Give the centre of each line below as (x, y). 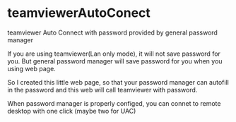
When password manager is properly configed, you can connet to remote (114, 103)
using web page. (32, 68)
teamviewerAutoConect (79, 13)
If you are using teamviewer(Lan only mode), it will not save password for (114, 54)
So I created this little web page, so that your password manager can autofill (118, 82)
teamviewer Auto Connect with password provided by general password (112, 32)
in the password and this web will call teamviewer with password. (102, 90)
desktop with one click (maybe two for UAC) (72, 111)
